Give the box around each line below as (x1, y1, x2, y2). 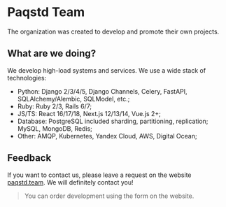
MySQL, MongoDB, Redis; (17, 124, 93, 133)
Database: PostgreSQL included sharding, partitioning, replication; (17, 117, 209, 125)
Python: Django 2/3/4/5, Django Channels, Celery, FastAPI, (17, 87, 188, 95)
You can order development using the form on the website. (24, 192, 195, 200)
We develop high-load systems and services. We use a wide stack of (7, 66, 206, 74)
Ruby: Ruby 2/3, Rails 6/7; (17, 102, 92, 110)
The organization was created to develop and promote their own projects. (7, 27, 220, 36)
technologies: (7, 73, 47, 82)
